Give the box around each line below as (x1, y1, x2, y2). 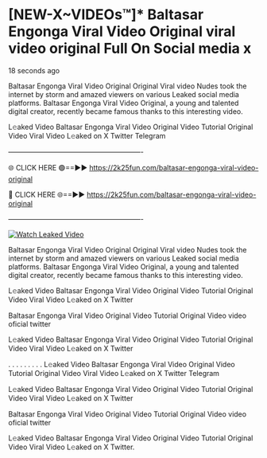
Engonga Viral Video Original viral (8, 22, 236, 41)
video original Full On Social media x (8, 40, 252, 57)
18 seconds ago (8, 65, 60, 75)
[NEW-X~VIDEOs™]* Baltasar (8, 6, 204, 24)
